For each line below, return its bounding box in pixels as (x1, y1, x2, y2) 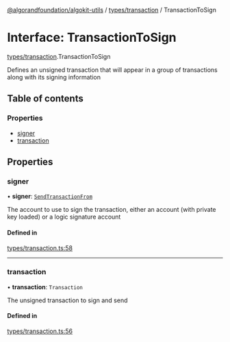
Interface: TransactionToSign (7, 30, 177, 45)
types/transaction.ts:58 (7, 243, 73, 252)
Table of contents (7, 93, 84, 105)
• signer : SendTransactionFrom (7, 192, 93, 201)
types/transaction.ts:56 (7, 327, 73, 335)
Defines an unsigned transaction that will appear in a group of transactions (7, 65, 218, 74)
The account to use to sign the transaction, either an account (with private (7, 206, 216, 214)
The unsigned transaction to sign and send (7, 296, 128, 304)
